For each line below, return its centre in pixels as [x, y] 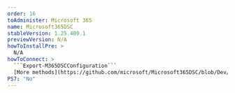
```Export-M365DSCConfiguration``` [65, 66]
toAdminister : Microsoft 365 [50, 20]
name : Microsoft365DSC [40, 27]
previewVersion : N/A [37, 40]
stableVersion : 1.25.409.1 [47, 33]
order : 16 [22, 14]
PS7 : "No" [22, 79]
